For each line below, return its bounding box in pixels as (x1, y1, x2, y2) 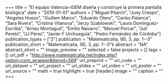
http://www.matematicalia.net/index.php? (32, 52, 117, 58)
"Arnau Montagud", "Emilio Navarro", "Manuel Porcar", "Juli (25, 25, 147, 31)
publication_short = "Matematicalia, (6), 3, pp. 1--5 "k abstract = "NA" (5, 41, 148, 47)
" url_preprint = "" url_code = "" (76, 57, 142, 63)
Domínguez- (133, 20, 159, 26)
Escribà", (5, 25, 24, 31)
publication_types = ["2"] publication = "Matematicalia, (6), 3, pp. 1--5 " (5, 36, 152, 42)
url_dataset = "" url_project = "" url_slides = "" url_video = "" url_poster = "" (5, 62, 162, 68)
